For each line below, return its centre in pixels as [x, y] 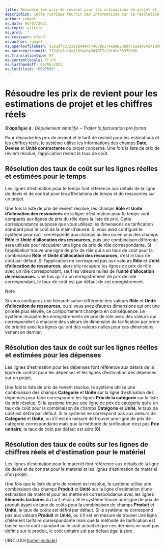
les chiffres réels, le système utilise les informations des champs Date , [76, 143]
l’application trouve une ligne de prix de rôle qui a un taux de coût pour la [79, 250]
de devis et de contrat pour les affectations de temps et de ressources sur [80, 193]
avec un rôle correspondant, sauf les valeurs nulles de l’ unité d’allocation [80, 271]
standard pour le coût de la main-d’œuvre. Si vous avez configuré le [74, 229]
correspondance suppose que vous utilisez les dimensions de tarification [79, 224]
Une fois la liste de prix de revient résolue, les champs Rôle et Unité [74, 208]
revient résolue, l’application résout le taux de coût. [57, 153]
